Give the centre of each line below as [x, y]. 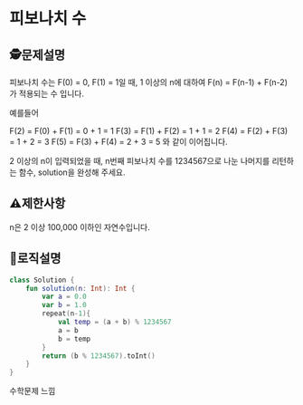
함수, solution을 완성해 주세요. [72, 172]
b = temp [74, 339]
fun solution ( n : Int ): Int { [80, 288]
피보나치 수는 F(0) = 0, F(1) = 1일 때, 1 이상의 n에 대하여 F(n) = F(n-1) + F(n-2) [148, 82]
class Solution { [42, 280]
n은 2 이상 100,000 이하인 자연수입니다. [80, 227]
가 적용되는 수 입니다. [47, 93]
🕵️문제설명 [38, 55]
